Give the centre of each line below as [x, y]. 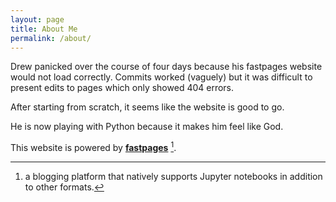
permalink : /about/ [51, 38]
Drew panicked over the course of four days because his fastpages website [166, 67]
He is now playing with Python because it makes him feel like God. [147, 127]
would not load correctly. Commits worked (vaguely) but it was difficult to [161, 77]
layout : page [37, 19]
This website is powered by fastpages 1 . [93, 147]
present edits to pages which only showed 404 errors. [122, 88]
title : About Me [44, 29]
